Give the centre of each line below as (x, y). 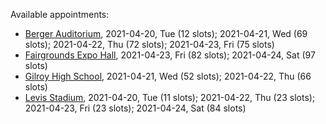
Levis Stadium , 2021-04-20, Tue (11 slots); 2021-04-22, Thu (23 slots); (170, 97)
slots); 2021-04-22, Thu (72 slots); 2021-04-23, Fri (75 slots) (149, 44)
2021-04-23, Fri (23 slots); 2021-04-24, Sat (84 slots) (135, 108)
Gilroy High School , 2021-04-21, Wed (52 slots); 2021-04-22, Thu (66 (168, 76)
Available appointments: (60, 14)
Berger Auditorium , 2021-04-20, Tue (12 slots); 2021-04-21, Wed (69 (166, 33)
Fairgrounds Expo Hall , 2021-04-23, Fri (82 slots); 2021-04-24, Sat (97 (170, 55)
